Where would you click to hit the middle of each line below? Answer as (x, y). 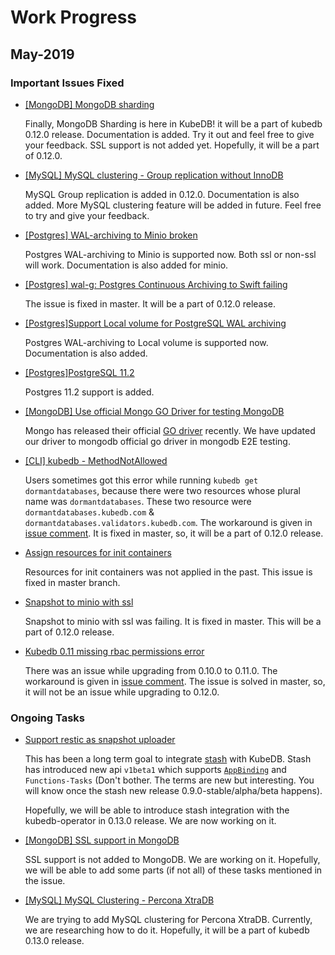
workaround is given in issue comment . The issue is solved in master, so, (175, 681)
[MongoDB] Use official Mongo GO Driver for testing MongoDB (154, 411)
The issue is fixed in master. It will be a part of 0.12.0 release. (150, 303)
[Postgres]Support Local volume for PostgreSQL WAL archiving (155, 323)
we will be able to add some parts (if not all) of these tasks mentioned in (173, 870)
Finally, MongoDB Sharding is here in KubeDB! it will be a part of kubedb (173, 123)
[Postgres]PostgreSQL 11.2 (79, 372)
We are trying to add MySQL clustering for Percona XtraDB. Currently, (168, 920)
